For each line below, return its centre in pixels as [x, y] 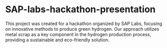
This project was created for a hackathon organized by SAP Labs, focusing [84, 23]
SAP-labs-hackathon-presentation [80, 9]
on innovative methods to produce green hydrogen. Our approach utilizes [82, 29]
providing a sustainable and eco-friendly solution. [57, 40]
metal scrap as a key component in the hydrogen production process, [78, 34]
